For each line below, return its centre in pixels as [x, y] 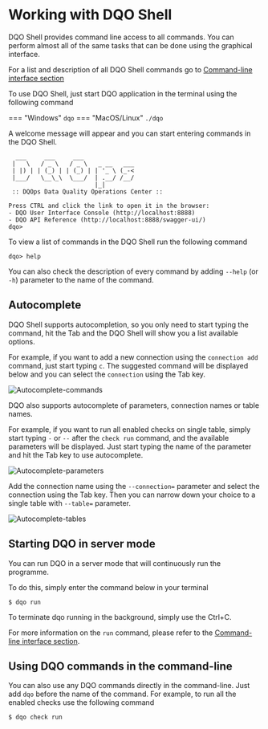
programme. [29, 572]
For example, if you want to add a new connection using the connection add [133, 357]
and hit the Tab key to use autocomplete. [76, 454]
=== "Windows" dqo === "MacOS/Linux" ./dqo [86, 117]
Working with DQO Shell [90, 15]
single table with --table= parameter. [69, 503]
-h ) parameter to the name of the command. [81, 279]
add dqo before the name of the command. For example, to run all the [122, 694]
